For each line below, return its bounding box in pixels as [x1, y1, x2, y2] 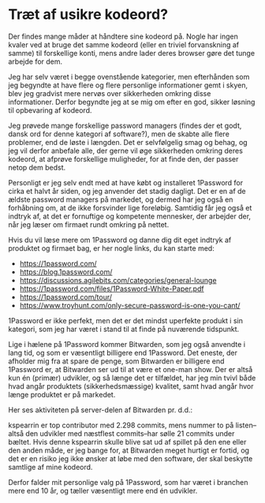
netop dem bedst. [8, 162, 66, 172]
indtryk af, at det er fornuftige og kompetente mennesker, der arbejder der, [8, 211, 251, 221]
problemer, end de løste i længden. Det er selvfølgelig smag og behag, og [8, 137, 248, 147]
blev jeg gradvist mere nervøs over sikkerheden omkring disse [8, 88, 211, 98]
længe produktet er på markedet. [8, 389, 116, 399]
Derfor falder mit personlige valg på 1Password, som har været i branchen [8, 477, 248, 486]
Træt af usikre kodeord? [8, 6, 168, 24]
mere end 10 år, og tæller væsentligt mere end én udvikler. [8, 486, 198, 495]
